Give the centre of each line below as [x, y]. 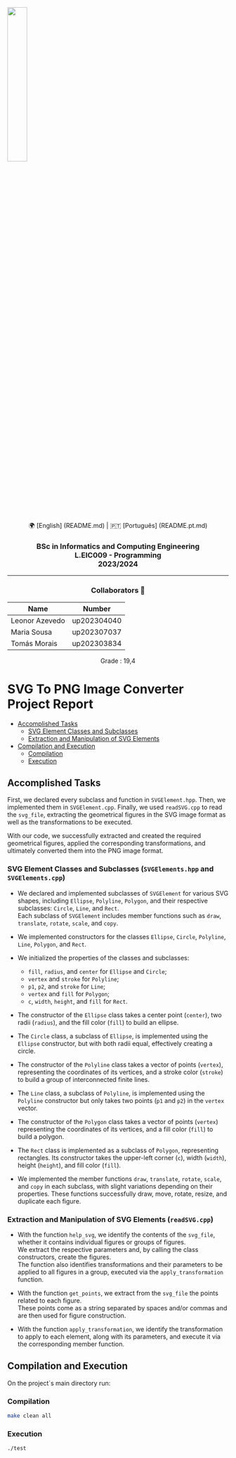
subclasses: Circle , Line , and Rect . [68, 908]
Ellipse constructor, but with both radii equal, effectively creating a [115, 1043]
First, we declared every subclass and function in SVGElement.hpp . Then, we [117, 800]
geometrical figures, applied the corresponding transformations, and [106, 844]
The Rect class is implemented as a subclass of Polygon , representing [118, 1150]
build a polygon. [41, 1136]
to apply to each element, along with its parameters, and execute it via [119, 1336]
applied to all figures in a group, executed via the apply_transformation [120, 1272]
